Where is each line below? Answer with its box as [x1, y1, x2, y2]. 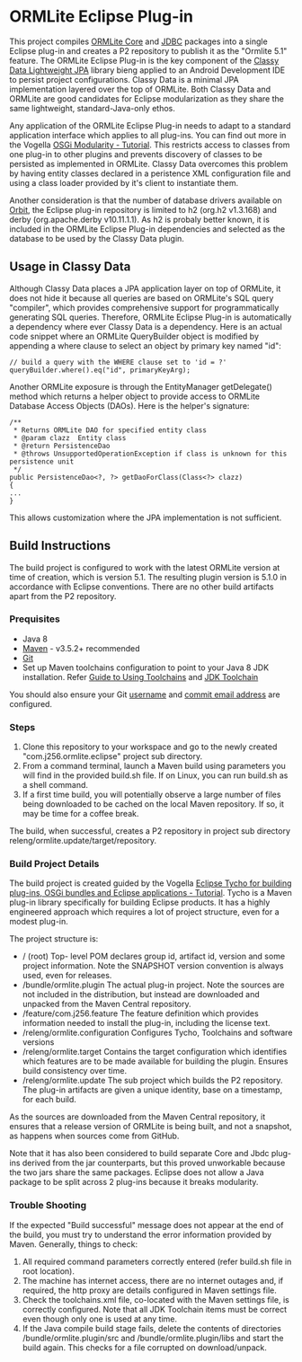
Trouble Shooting [9, 1199, 87, 1212]
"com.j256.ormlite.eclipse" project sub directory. [22, 751, 203, 762]
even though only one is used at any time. [22, 1313, 178, 1324]
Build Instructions [9, 538, 111, 553]
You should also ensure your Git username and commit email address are [9, 689, 280, 700]
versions [22, 1037, 55, 1048]
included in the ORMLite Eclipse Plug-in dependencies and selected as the [9, 223, 286, 234]
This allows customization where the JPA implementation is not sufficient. [9, 512, 282, 523]
